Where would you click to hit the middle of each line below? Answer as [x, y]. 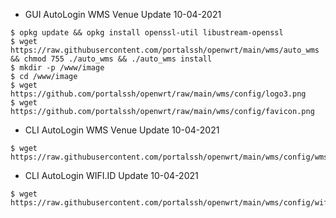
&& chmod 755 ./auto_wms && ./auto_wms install [111, 59]
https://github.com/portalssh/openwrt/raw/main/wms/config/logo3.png [158, 94]
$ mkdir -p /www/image [57, 68]
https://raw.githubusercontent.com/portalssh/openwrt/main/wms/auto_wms [165, 50]
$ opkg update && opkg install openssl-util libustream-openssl [147, 33]
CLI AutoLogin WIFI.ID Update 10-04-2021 [111, 175]
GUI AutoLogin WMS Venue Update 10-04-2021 [123, 14]
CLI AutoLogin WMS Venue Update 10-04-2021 [122, 130]
